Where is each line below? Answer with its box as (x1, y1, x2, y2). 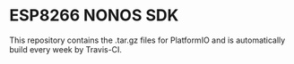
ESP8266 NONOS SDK (9, 5, 179, 26)
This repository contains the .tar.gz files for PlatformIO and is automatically (9, 35, 286, 45)
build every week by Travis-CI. (9, 44, 123, 54)
